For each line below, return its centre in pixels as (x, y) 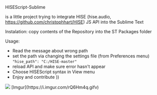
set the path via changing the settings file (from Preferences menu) (81, 56)
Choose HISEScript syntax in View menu (53, 72)
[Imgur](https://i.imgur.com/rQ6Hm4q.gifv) (55, 87)
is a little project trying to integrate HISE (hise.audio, (58, 17)
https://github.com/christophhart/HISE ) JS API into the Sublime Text (74, 22)
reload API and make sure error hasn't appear (59, 67)
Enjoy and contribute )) (36, 77)
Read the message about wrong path (50, 51)
